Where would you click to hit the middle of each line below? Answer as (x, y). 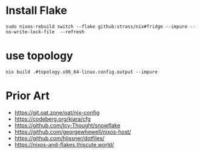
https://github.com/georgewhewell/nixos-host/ (73, 132)
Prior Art (28, 96)
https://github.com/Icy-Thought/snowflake (67, 125)
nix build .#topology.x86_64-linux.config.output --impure (82, 72)
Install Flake (36, 11)
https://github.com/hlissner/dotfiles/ (59, 138)
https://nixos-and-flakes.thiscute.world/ (64, 144)
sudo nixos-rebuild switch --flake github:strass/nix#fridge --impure (97, 27)
